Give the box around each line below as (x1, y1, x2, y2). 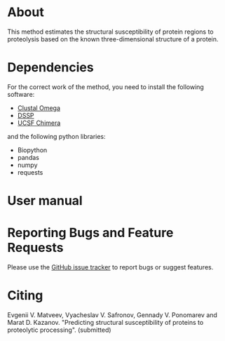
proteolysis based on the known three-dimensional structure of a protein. (7, 34, 219, 43)
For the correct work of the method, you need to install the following (7, 82, 205, 91)
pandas (17, 153, 40, 161)
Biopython (17, 145, 48, 154)
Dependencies (7, 60, 94, 76)
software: (7, 90, 35, 98)
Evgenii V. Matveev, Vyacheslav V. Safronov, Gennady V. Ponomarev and (7, 310, 217, 319)
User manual (7, 193, 83, 209)
